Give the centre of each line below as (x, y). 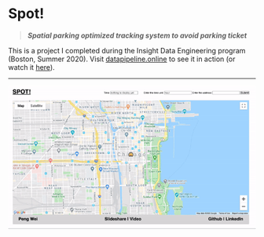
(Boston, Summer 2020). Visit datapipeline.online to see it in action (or (122, 59)
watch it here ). (31, 67)
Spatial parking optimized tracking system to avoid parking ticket (137, 35)
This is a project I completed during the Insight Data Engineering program (127, 50)
